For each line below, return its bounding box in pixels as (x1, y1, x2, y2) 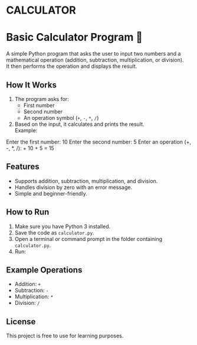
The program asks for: (14, 95, 69, 102)
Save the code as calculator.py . (14, 229, 94, 236)
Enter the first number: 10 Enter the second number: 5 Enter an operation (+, (6, 138, 192, 145)
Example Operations (6, 265, 83, 275)
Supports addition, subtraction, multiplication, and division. (14, 177, 158, 184)
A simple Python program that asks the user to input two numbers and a (6, 50, 181, 57)
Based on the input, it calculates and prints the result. (14, 121, 145, 128)
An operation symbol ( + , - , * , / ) (23, 114, 99, 121)
